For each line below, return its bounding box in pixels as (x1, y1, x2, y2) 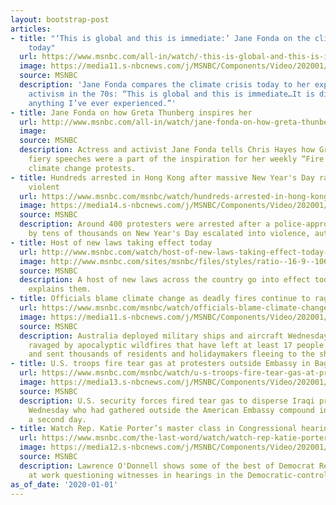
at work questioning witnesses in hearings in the (28, 470, 244, 480)
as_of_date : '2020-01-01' (10, 479, 118, 490)
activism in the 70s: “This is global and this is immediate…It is (28, 89, 315, 99)
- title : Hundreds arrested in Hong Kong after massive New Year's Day (10, 172, 315, 183)
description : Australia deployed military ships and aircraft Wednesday (19, 331, 329, 341)
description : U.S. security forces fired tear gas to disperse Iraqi (19, 396, 315, 406)
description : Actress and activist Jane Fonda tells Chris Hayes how (19, 145, 315, 155)
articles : (10, 24, 52, 34)
